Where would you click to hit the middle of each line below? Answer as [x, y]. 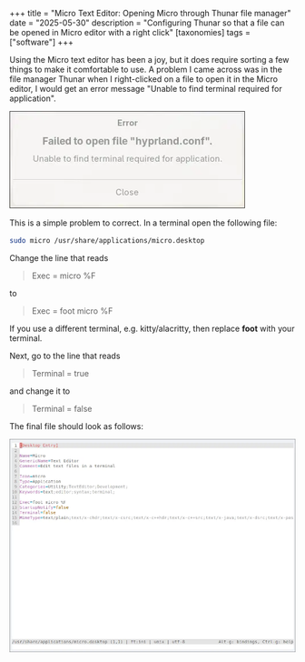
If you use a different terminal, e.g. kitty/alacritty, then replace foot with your [152, 328]
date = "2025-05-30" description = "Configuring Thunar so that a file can [147, 23]
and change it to [40, 391]
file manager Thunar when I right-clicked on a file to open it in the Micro [144, 79]
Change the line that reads [59, 257]
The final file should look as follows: [76, 426]
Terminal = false [62, 408]
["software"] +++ [42, 42]
